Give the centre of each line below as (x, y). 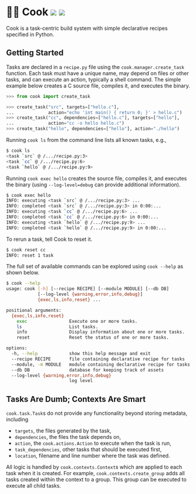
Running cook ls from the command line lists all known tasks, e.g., (86, 140)
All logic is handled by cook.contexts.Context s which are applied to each (94, 467)
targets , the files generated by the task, (63, 431)
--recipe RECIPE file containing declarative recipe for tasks (98, 359)
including (17, 420)
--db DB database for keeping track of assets (88, 370)
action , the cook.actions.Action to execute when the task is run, (93, 443)
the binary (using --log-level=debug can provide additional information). (93, 185)
